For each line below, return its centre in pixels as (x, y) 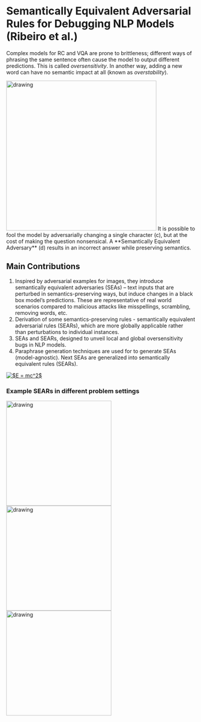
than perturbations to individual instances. (67, 332)
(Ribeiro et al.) (42, 37)
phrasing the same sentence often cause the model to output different (93, 59)
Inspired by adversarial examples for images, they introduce (89, 281)
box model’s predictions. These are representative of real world (93, 300)
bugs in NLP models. (40, 345)
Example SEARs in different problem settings (73, 391)
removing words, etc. (41, 312)
